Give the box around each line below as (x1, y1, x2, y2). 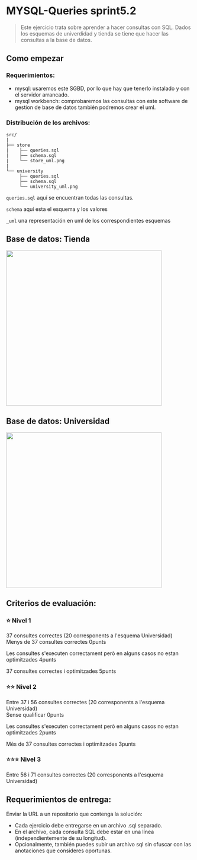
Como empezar (6, 53, 64, 63)
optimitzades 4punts (6, 656, 56, 663)
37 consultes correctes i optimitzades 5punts (6, 668, 117, 675)
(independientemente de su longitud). (14, 834, 107, 842)
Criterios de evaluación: (6, 598, 96, 608)
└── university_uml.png (19, 184, 78, 190)
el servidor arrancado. (14, 91, 69, 98)
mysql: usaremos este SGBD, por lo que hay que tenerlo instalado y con (14, 85, 190, 92)
